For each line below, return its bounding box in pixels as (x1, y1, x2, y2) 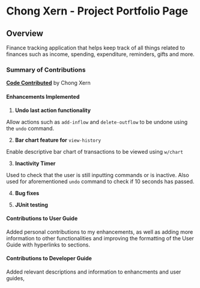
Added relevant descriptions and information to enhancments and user (6, 268, 181, 275)
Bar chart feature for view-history (14, 136, 101, 143)
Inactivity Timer (14, 160, 56, 167)
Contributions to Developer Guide (6, 255, 92, 262)
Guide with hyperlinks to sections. (6, 241, 91, 248)
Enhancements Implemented (6, 93, 80, 100)
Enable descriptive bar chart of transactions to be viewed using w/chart (6, 148, 183, 155)
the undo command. (6, 125, 55, 132)
